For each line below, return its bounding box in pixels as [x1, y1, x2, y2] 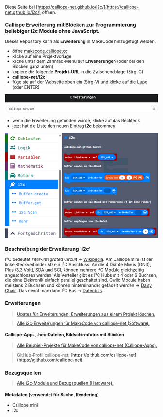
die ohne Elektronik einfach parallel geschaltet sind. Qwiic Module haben [5, 278, 150, 283]
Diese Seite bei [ [5, 4, 38, 10]
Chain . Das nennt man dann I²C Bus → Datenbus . [5, 288, 103, 294]
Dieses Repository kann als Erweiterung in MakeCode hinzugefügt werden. [5, 39, 156, 44]
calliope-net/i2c [12, 74, 46, 80]
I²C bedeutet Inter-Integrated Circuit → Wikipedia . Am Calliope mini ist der [5, 257, 153, 262]
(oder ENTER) [12, 84, 40, 90]
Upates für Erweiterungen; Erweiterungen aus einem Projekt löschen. [16, 311, 156, 317]
